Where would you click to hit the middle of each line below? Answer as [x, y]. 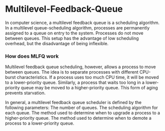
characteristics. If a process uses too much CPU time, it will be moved [88, 78]
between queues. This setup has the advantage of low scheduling [72, 38]
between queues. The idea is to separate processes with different [72, 72]
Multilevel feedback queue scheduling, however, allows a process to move [81, 67]
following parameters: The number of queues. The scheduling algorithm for [82, 108]
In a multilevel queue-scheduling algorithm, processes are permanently [77, 27]
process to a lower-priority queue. [40, 123]
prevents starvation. [25, 93]
